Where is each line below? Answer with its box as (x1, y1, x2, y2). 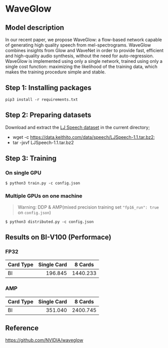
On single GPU (5, 169, 41, 176)
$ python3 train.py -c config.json (5, 181, 80, 186)
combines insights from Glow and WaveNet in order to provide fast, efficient (5, 48, 163, 53)
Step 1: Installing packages (5, 84, 92, 92)
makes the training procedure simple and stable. (5, 69, 106, 75)
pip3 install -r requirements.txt (5, 97, 78, 102)
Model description (5, 23, 64, 32)
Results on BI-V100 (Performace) (5, 233, 111, 241)
